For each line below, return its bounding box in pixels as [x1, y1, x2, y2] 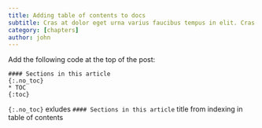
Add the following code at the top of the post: [8, 55, 156, 64]
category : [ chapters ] [8, 26, 79, 34]
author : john [8, 33, 51, 42]
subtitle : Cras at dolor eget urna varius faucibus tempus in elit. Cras [8, 19, 256, 27]
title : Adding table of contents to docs [8, 11, 146, 20]
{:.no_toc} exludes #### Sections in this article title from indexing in [8, 104, 243, 114]
